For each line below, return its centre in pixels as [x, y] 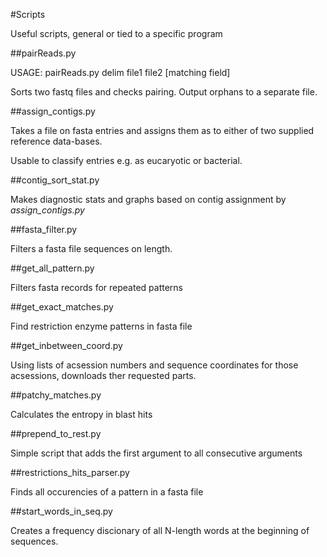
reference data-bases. [56, 141]
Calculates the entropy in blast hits [81, 414]
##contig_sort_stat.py [55, 180]
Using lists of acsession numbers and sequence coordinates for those [154, 365]
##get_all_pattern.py [52, 268]
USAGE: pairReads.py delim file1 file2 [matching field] [120, 72]
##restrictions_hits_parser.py [70, 472]
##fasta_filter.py [44, 229]
